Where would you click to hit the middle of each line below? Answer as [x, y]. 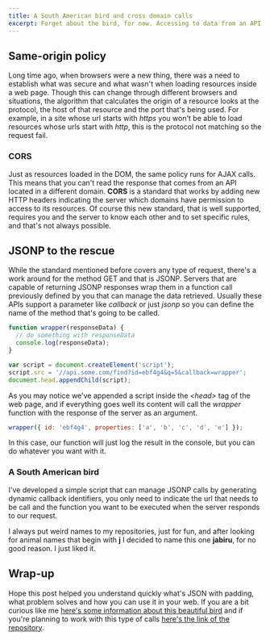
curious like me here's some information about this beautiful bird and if [126, 610]
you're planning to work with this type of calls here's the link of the [119, 619]
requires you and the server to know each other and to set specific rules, [129, 217]
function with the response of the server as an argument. [103, 412]
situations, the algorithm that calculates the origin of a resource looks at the [134, 101]
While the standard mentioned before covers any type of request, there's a [132, 270]
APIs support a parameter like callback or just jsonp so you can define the [131, 304]
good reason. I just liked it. [52, 548]
